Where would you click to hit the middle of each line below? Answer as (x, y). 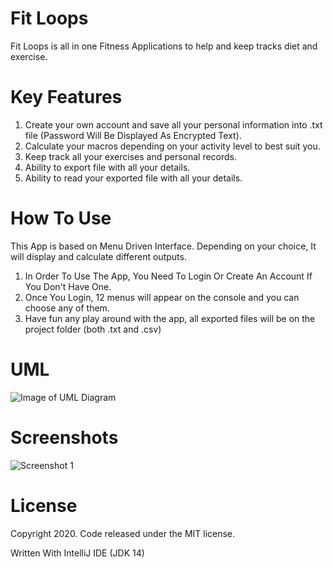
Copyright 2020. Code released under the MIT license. (123, 533)
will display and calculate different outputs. (98, 256)
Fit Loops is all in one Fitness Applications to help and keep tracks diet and (164, 46)
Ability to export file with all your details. (107, 167)
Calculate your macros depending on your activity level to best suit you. (172, 146)
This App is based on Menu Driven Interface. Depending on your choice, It (163, 246)
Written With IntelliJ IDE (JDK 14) (77, 553)
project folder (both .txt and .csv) (93, 329)
